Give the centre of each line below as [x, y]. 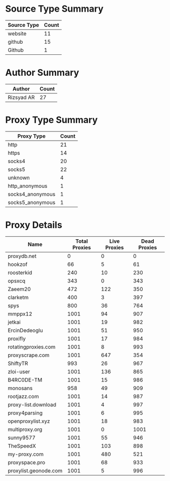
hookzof [18, 264]
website [17, 34]
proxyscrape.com [29, 355]
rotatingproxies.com [32, 347]
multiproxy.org [25, 429]
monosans [20, 388]
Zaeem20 [19, 289]
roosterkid [20, 272]
